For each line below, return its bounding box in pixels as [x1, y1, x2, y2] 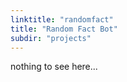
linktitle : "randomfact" [10, 14, 114, 25]
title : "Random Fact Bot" [10, 24, 118, 34]
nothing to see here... [10, 61, 98, 73]
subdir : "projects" [10, 33, 92, 43]
